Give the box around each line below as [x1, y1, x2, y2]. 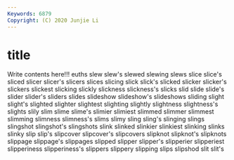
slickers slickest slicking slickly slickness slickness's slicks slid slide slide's [7, 85, 225, 93]
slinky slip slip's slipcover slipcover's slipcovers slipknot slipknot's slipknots [7, 130, 227, 138]
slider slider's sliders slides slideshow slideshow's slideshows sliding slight [7, 93, 225, 101]
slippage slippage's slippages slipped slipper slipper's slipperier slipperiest [7, 138, 225, 146]
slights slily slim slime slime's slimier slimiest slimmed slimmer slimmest [7, 107, 214, 116]
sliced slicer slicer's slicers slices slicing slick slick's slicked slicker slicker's [7, 78, 227, 86]
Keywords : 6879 [7, 10, 52, 18]
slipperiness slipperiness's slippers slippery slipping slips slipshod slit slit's [7, 145, 225, 153]
